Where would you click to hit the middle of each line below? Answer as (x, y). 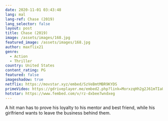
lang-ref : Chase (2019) (30, 19)
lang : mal (15, 14)
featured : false (22, 75)
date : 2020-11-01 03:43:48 (33, 10)
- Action (19, 56)
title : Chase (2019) (27, 33)
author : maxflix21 (24, 47)
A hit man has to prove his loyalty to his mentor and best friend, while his (80, 107)
